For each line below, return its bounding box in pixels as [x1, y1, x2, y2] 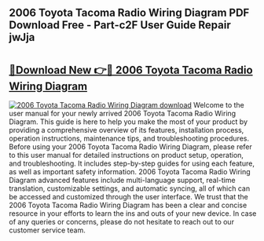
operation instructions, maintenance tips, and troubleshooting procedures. [9, 133, 250, 143]
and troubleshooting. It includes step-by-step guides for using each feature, [9, 159, 255, 168]
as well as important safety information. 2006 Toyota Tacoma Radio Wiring [9, 167, 251, 176]
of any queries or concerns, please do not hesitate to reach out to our [9, 217, 235, 226]
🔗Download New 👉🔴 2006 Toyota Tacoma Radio [9, 63, 254, 77]
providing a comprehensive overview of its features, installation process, [9, 126, 244, 134]
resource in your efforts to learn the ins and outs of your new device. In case [9, 209, 257, 218]
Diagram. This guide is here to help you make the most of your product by [9, 117, 248, 126]
